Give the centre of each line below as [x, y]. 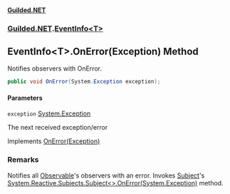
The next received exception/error [58, 128]
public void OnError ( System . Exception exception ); [84, 82]
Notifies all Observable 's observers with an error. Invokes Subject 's [106, 175]
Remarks [23, 160]
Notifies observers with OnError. [54, 68]
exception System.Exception [49, 113]
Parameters [25, 98]
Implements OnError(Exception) [54, 141]
